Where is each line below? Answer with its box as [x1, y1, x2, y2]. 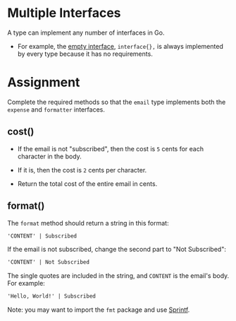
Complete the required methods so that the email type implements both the [7, 98, 226, 106]
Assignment [7, 74, 80, 91]
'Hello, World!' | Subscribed [7, 293, 97, 300]
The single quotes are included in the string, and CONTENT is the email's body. [7, 272, 230, 280]
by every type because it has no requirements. [17, 49, 153, 58]
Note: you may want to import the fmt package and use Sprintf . [7, 305, 190, 314]
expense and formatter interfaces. [7, 105, 106, 114]
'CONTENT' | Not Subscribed [7, 259, 90, 266]
